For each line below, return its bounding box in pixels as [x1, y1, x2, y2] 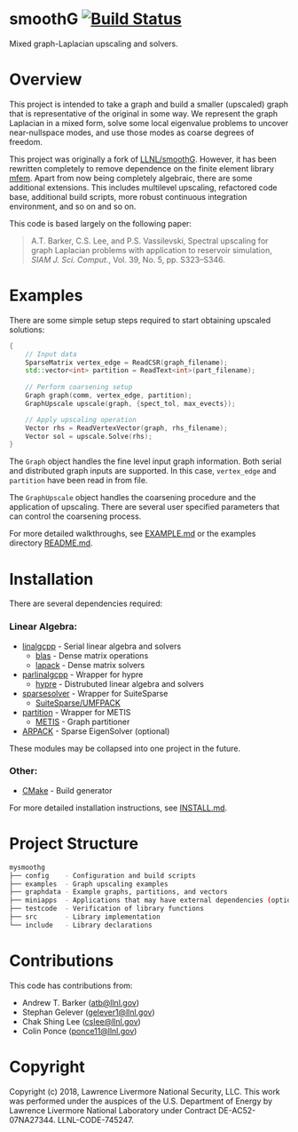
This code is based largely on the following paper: [9, 218, 192, 228]
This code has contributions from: [9, 980, 133, 991]
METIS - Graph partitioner [35, 716, 130, 727]
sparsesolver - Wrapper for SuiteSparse [21, 688, 169, 698]
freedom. [9, 136, 43, 147]
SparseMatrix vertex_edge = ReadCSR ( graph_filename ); [25, 358, 228, 367]
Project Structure [9, 833, 139, 854]
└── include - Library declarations [9, 921, 153, 929]
